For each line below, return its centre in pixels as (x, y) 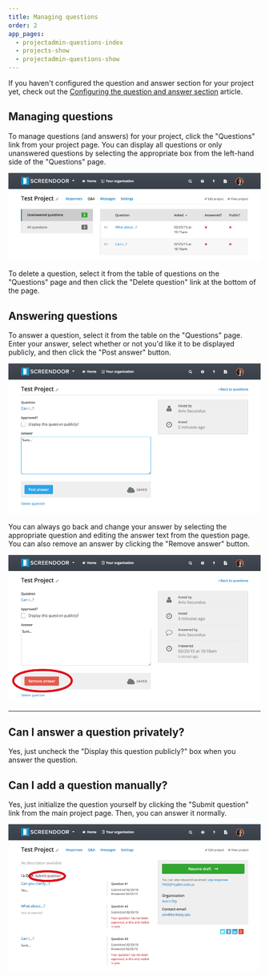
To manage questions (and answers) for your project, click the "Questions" (132, 136)
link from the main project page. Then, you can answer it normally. (118, 813)
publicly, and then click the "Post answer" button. (90, 352)
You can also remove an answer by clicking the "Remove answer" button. (129, 544)
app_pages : (26, 34)
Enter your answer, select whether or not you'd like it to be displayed (121, 344)
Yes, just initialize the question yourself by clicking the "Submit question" (129, 805)
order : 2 (23, 25)
